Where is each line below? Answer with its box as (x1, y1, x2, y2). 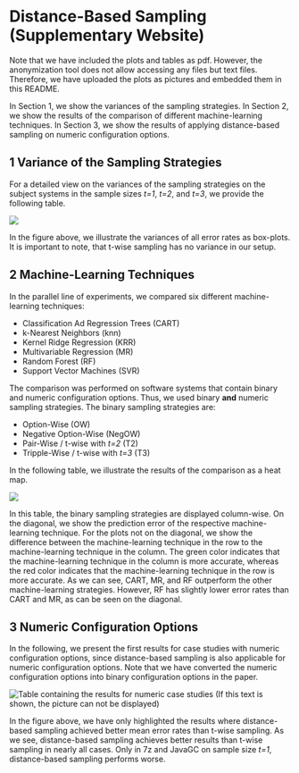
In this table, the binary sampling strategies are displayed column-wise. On (9, 508, 284, 519)
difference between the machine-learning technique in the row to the (9, 536, 263, 547)
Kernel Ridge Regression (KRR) (21, 337, 137, 348)
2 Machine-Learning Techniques (9, 267, 195, 282)
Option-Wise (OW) (21, 418, 91, 430)
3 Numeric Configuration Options (9, 619, 199, 634)
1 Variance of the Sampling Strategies (9, 155, 222, 171)
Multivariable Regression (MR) (21, 346, 134, 357)
